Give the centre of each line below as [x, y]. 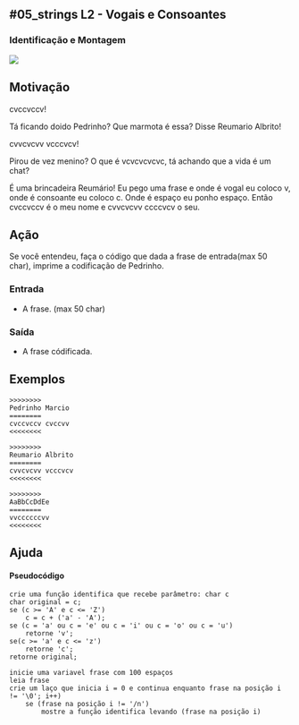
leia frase [29, 681]
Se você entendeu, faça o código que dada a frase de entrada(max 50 [138, 256]
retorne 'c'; [50, 649]
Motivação [40, 87]
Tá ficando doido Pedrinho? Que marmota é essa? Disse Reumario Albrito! [145, 126]
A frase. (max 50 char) [63, 309]
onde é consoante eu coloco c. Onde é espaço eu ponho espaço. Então [141, 197]
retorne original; [43, 657]
